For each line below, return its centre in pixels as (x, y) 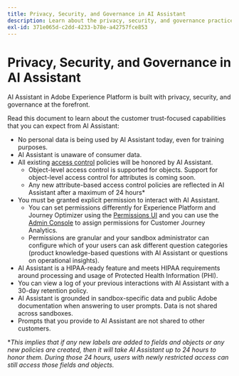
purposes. (33, 147)
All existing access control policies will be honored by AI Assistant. (115, 162)
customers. (34, 328)
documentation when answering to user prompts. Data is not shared (117, 306)
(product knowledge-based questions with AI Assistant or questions (128, 253)
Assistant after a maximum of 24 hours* (87, 193)
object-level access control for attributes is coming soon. (112, 178)
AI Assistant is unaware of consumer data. (80, 155)
